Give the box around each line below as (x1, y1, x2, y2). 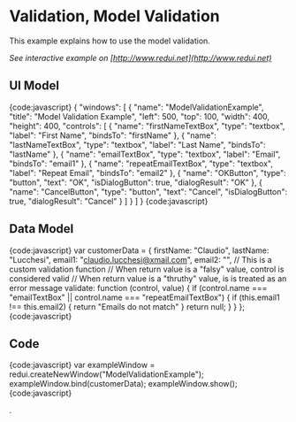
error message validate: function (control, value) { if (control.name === (9, 282, 268, 293)
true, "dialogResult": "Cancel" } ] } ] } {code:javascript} (9, 196, 209, 206)
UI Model (9, 78, 60, 94)
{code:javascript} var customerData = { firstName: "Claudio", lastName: (9, 245, 269, 256)
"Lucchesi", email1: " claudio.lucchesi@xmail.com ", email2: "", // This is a (9, 254, 272, 265)
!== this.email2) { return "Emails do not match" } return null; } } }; (9, 301, 246, 311)
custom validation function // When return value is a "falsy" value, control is (9, 264, 285, 274)
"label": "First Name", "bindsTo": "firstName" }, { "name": (9, 130, 216, 141)
